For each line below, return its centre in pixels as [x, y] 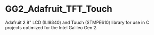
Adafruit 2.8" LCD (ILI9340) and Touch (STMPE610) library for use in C [77, 22]
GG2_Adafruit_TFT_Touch [59, 9]
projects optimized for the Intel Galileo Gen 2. [51, 27]
